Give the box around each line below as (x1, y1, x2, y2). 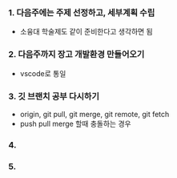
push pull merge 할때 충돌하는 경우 (19, 119, 131, 128)
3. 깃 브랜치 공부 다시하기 (8, 91, 100, 102)
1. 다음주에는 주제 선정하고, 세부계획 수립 (8, 6, 155, 18)
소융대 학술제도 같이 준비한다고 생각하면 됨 (19, 26, 154, 37)
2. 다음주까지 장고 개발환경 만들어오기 (8, 49, 145, 60)
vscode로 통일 (19, 68, 66, 78)
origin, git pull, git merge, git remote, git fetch (19, 109, 170, 119)
